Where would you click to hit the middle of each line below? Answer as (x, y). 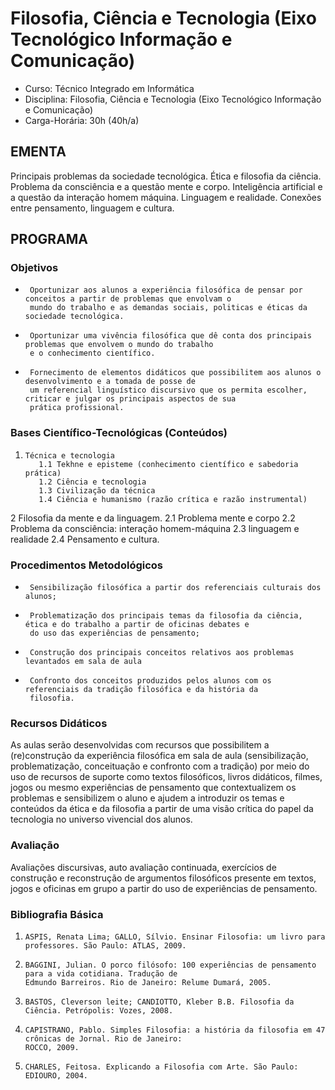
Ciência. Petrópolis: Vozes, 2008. (99, 1010)
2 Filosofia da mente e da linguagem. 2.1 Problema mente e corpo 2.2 (153, 518)
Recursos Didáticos (59, 723)
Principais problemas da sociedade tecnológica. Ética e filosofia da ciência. (166, 176)
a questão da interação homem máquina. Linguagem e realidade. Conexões (166, 197)
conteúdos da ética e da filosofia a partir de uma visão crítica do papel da (162, 809)
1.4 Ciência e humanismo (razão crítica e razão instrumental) (173, 499)
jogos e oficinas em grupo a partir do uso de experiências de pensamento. (164, 888)
